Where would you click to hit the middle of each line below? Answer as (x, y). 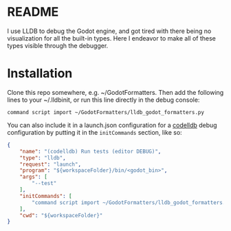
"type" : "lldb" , (43, 158)
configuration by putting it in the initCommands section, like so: (95, 132)
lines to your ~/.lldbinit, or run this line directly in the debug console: (103, 100)
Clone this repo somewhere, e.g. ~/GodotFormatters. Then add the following (115, 92)
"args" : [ (34, 177)
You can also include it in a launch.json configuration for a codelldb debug (112, 125)
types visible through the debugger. (58, 45)
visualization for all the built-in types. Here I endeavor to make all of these (112, 38)
